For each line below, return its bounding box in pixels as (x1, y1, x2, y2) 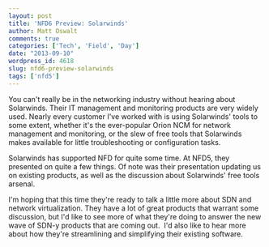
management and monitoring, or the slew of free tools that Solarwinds (8, 129, 242, 138)
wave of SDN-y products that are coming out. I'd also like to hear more (8, 220, 246, 230)
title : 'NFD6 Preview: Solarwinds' (8, 19, 129, 28)
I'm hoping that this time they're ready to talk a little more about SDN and (8, 194, 252, 204)
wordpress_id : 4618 (8, 57, 75, 66)
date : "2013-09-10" (8, 49, 75, 57)
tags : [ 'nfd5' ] (8, 72, 60, 80)
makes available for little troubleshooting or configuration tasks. (8, 137, 221, 147)
